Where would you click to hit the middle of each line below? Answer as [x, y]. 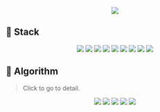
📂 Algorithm [32, 72]
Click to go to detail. [51, 88]
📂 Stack [23, 32]
